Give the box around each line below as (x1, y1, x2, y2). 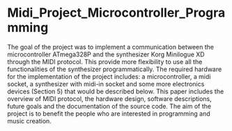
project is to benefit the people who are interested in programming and (7, 109, 210, 118)
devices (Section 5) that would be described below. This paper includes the (7, 87, 224, 95)
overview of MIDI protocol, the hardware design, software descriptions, (7, 94, 212, 102)
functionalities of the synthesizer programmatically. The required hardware (7, 65, 222, 73)
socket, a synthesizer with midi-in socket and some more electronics (7, 79, 205, 88)
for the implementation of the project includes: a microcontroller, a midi (7, 72, 211, 81)
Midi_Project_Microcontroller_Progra (7, 5, 226, 21)
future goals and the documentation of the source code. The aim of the (7, 102, 211, 110)
